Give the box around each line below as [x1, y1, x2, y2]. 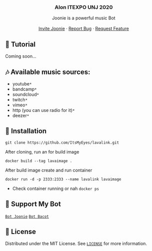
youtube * [12, 81, 32, 86]
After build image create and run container [5, 167, 92, 173]
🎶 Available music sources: [5, 68, 91, 76]
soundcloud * [12, 91, 39, 97]
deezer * [12, 112, 29, 118]
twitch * [12, 96, 28, 102]
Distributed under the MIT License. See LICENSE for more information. [5, 241, 147, 247]
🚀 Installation [5, 127, 47, 135]
